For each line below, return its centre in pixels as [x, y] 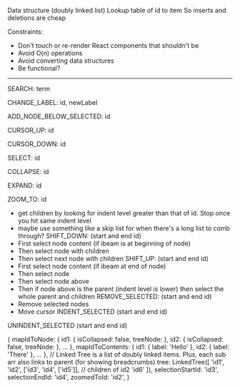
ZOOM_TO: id [27, 199]
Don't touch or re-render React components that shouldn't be [108, 45]
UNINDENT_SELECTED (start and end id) [67, 325]
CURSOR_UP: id [31, 130]
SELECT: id [24, 158]
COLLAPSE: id [28, 172]
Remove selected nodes [53, 304]
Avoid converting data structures [66, 61]
